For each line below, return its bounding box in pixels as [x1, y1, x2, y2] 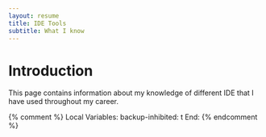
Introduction [8, 61, 94, 80]
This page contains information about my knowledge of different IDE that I [8, 88, 254, 98]
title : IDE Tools [8, 19, 67, 27]
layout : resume [8, 11, 60, 20]
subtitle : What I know [8, 27, 85, 35]
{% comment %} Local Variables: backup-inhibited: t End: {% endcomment [8, 112, 258, 122]
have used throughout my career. [8, 97, 119, 106]
